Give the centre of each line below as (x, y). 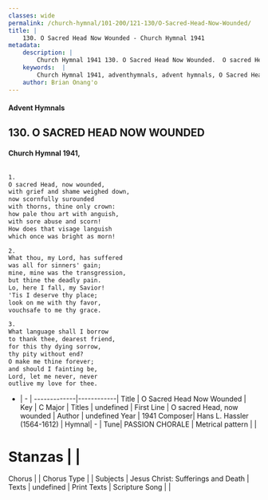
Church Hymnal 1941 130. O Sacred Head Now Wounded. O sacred (144, 61)
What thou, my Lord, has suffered (66, 258)
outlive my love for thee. (53, 384)
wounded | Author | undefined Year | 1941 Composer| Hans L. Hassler (134, 416)
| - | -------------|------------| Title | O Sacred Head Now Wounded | (133, 399)
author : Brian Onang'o (60, 82)
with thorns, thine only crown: (62, 207)
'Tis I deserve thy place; (53, 295)
